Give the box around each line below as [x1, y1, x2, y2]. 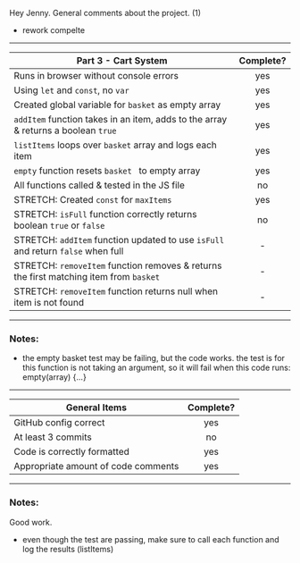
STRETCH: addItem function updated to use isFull [13, 234, 225, 246]
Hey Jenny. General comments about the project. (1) [9, 8, 202, 18]
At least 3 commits [13, 431, 92, 443]
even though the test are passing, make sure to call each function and [21, 534, 279, 544]
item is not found [13, 297, 85, 308]
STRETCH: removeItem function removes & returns [13, 259, 222, 272]
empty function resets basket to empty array [13, 164, 201, 177]
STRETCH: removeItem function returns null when [13, 285, 219, 298]
